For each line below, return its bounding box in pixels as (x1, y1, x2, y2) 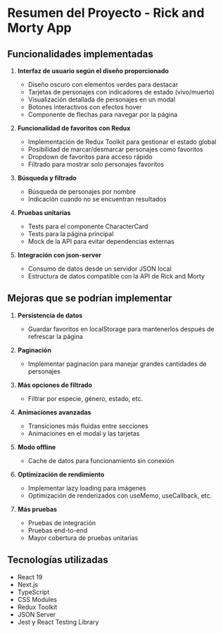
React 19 (17, 572, 43, 581)
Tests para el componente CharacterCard (27, 222, 148, 231)
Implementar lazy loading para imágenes (27, 484, 146, 492)
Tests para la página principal (27, 230, 114, 238)
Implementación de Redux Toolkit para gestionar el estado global (27, 137, 217, 146)
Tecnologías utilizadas (7, 554, 108, 566)
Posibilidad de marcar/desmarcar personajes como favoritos (27, 145, 203, 153)
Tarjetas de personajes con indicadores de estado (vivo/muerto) (27, 88, 215, 96)
